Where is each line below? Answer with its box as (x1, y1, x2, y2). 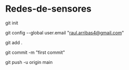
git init (5, 20, 19, 26)
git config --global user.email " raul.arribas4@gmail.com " (5, 29, 124, 36)
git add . (5, 39, 23, 46)
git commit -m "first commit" (5, 49, 65, 55)
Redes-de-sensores (5, 3, 91, 15)
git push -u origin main (5, 59, 53, 65)
